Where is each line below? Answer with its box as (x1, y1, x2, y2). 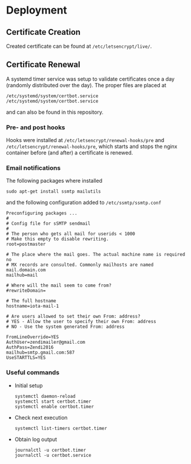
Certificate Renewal (6, 60, 81, 70)
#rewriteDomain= (6, 288, 46, 294)
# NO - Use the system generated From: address (6, 324, 125, 330)
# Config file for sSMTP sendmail (6, 221, 91, 227)
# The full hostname (6, 298, 57, 304)
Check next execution (14, 414, 68, 421)
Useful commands (6, 368, 60, 377)
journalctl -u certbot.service (14, 452, 92, 458)
